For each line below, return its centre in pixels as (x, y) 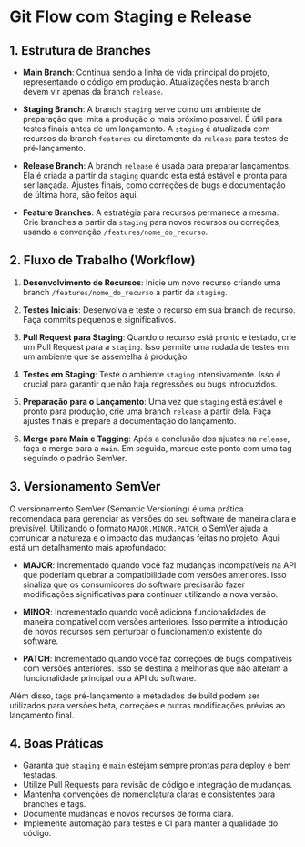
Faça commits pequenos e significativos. (99, 319)
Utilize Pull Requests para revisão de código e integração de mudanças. (158, 785)
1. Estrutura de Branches (81, 51)
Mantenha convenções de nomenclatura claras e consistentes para (149, 794)
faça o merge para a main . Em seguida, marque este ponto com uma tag (158, 448)
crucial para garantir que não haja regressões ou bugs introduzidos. (150, 384)
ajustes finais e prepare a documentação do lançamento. (129, 420)
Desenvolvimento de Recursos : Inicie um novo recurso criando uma (151, 282)
